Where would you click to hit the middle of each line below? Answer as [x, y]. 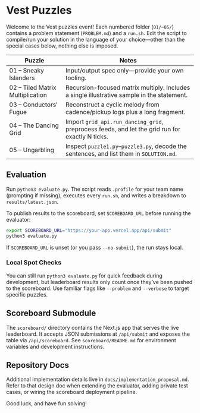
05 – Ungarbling [32, 150]
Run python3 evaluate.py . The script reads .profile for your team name [95, 189]
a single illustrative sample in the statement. [126, 94]
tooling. [76, 78]
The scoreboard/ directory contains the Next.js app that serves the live [93, 327]
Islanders [22, 78]
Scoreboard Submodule [51, 313]
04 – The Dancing [34, 125]
